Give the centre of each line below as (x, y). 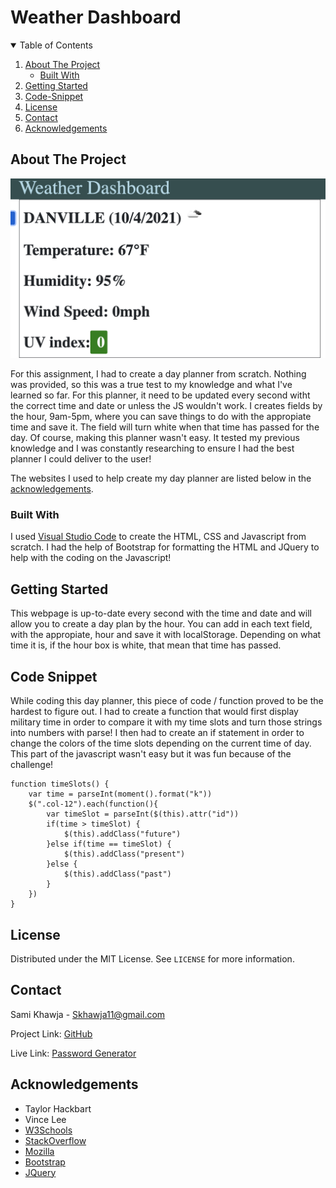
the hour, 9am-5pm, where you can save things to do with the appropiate (161, 417)
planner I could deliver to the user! (81, 459)
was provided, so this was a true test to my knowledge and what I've (151, 385)
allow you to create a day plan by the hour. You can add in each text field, (161, 624)
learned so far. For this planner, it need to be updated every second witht (160, 395)
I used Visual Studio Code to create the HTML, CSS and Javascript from (158, 537)
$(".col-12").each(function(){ (93, 804)
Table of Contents (56, 45)
